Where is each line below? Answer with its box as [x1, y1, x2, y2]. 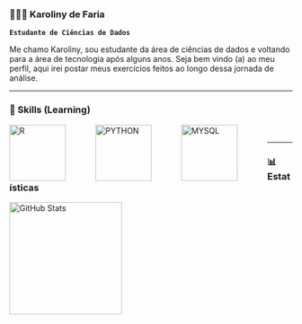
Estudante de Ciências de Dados [9, 29, 130, 38]
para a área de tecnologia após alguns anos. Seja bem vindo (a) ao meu [9, 54, 276, 65]
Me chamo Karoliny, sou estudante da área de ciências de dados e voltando [9, 44, 290, 55]
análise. [9, 73, 39, 83]
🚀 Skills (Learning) [9, 103, 92, 116]
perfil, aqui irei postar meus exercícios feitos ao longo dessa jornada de [9, 63, 274, 74]
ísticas [9, 181, 40, 194]
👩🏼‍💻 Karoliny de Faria [9, 8, 105, 21]
